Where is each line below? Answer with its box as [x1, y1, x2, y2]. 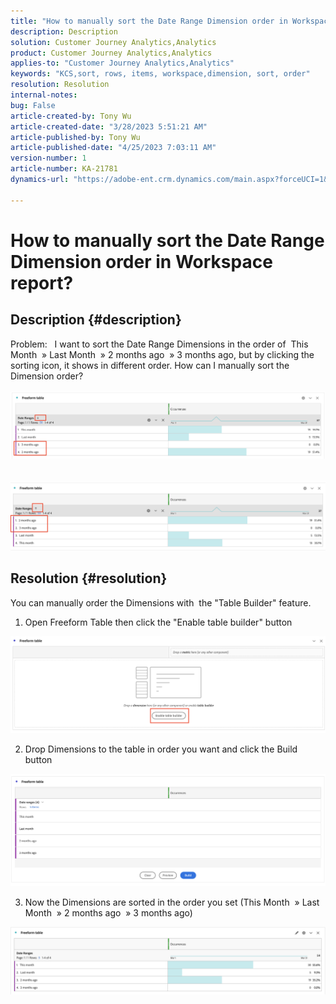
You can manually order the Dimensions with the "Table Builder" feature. [10, 596, 312, 609]
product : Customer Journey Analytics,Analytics [10, 48, 213, 58]
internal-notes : [10, 90, 78, 100]
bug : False [10, 100, 56, 110]
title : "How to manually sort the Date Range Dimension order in [10, 16, 288, 26]
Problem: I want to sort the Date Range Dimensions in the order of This [10, 338, 309, 350]
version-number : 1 [10, 153, 87, 164]
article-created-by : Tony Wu [10, 111, 132, 121]
